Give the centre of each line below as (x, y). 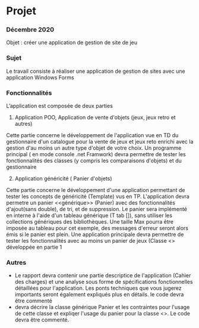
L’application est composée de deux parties (59, 106)
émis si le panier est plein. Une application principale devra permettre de (95, 234)
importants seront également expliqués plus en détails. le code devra (99, 295)
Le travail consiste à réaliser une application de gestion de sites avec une (96, 71)
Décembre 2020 (30, 30)
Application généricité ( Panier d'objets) (63, 179)
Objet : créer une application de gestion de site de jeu (72, 42)
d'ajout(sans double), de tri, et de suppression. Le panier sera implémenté (97, 209)
